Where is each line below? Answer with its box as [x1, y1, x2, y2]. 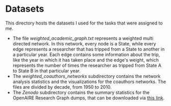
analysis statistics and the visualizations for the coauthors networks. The [12, 78, 166, 85]
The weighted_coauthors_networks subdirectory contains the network [12, 73, 161, 79]
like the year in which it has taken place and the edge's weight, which [12, 57, 159, 63]
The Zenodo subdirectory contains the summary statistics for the [12, 89, 150, 95]
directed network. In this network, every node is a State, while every [12, 40, 157, 46]
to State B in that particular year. [12, 67, 81, 74]
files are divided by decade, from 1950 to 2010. [12, 84, 112, 90]
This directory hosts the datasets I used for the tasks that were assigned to [5, 20, 163, 26]
